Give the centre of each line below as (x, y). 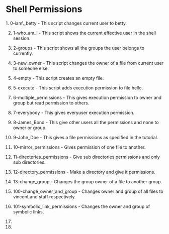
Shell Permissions (44, 9)
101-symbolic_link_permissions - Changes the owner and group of (81, 206)
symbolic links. (28, 211)
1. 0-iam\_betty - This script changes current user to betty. (66, 23)
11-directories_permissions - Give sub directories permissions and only (86, 157)
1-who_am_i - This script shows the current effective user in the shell (84, 33)
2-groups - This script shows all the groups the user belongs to (79, 48)
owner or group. (30, 128)
